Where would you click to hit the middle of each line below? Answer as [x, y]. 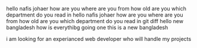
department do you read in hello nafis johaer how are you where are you [95, 15]
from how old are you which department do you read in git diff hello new [95, 21]
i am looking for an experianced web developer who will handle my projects [99, 39]
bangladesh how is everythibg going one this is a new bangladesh [87, 27]
